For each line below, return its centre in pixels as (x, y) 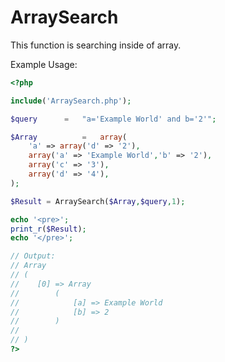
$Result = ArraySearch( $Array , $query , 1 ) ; (98, 201)
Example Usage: (44, 64)
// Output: (33, 256)
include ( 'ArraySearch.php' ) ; (71, 101)
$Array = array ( (69, 137)
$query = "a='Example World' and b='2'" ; (113, 119)
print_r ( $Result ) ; (48, 229)
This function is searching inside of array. (96, 45)
